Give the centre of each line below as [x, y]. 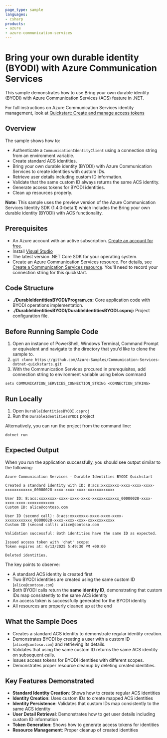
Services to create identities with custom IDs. [59, 171]
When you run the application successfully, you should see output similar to [83, 462]
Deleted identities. [27, 555]
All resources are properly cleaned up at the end [62, 606]
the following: [19, 467]
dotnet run [16, 435]
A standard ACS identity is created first [52, 574]
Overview [21, 128]
